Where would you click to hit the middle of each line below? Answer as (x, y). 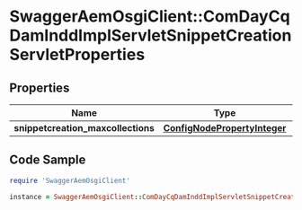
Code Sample (48, 160)
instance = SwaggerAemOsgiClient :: (76, 197)
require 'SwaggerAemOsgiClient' (70, 180)
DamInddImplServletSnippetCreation (151, 35)
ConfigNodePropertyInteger (225, 128)
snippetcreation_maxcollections (84, 128)
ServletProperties (77, 55)
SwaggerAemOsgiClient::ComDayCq (150, 17)
